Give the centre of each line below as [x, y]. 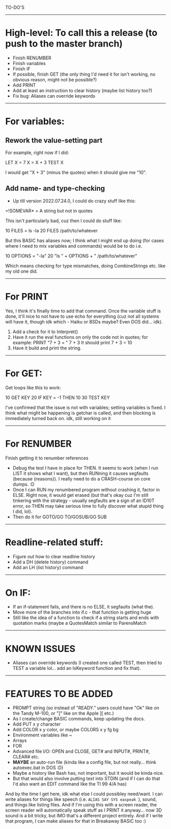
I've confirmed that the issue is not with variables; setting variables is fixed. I [85, 407]
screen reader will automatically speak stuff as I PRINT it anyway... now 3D [83, 810]
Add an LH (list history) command [48, 567]
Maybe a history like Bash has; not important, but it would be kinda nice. [88, 773]
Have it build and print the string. [47, 348]
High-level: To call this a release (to [81, 33]
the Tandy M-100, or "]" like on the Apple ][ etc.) [63, 713]
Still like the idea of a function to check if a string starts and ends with [86, 618]
